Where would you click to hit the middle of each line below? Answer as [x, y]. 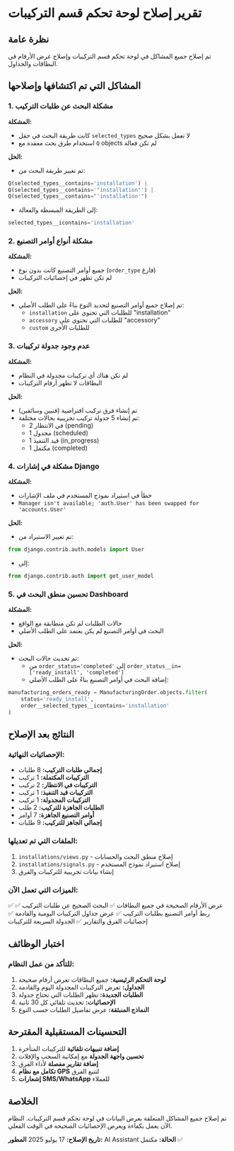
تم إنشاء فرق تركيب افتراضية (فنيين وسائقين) [78, 410]
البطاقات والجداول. [33, 64]
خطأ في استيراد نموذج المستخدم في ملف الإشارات [85, 495]
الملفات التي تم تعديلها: [43, 841]
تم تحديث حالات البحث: [49, 658]
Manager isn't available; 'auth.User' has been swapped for [109, 504]
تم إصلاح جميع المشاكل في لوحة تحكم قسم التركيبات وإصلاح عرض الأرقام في [110, 56]
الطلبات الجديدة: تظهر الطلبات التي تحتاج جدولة [81, 994]
